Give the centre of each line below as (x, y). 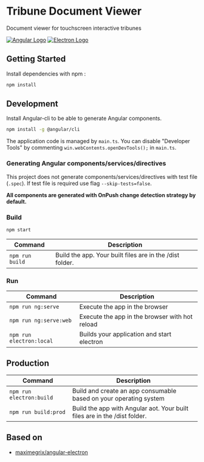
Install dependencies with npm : (46, 74)
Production (28, 363)
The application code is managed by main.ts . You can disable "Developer (98, 141)
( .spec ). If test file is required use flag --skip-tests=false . (79, 183)
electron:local (31, 341)
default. (17, 201)
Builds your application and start (125, 334)
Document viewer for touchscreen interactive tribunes (74, 28)
